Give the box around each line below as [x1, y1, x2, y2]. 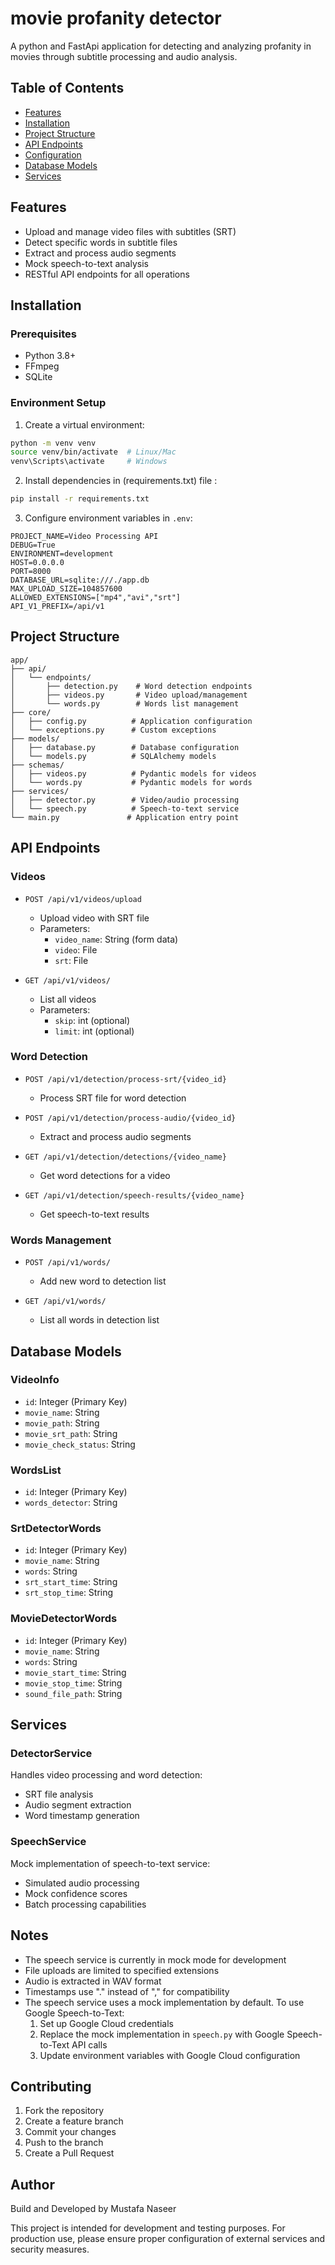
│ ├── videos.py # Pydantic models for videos [10, 768, 257, 779]
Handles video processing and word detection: [10, 1769, 203, 1781]
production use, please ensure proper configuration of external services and [10, 2233, 326, 2245]
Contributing [10, 2078, 92, 2095]
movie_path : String [24, 1417, 100, 1429]
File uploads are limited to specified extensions [24, 1964, 220, 1976]
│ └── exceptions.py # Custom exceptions [10, 725, 217, 735]
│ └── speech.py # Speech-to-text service [10, 803, 240, 814]
